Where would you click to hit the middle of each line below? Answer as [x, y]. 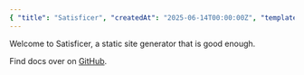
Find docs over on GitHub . [58, 61]
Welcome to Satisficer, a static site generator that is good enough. [133, 43]
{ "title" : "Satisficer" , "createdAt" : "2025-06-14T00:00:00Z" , [133, 18]
